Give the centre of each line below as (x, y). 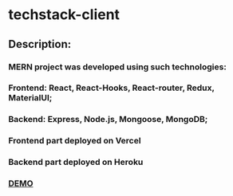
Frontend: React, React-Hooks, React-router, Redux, (111, 88)
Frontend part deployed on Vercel (75, 141)
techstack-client (64, 15)
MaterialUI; (30, 98)
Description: (40, 44)
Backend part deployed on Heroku (76, 163)
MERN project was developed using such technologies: (118, 67)
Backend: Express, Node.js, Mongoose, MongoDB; (108, 120)
